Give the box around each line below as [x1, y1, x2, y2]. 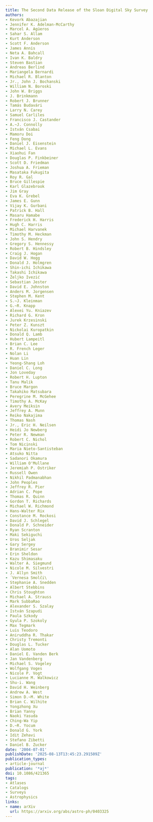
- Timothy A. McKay [5, 399, 47, 404]
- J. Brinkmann [5, 93, 38, 99]
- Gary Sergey [5, 542, 36, 547]
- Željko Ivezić [5, 275, 40, 280]
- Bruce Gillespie [5, 179, 45, 185]
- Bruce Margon [5, 384, 38, 389]
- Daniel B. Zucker [5, 742, 47, 747]
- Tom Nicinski [5, 442, 38, 447]
